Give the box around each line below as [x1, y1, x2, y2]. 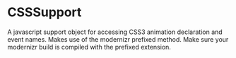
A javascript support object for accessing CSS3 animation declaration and [7, 28, 223, 36]
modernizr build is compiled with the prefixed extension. [7, 42, 172, 51]
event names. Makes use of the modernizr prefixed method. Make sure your [7, 35, 229, 43]
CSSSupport [7, 4, 82, 21]
